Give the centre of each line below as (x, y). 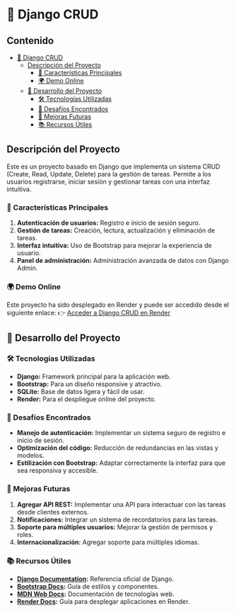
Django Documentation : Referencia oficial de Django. (95, 579)
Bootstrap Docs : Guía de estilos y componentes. (88, 586)
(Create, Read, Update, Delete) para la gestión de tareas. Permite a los (109, 174)
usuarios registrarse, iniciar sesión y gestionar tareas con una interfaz (108, 181)
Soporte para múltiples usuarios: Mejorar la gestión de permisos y (115, 527)
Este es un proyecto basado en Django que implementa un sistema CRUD (113, 167)
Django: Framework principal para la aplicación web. (94, 377)
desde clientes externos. (53, 512)
